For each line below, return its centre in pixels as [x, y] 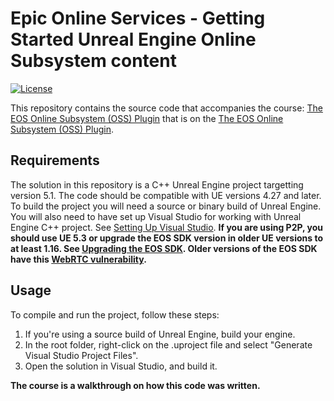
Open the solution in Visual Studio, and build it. [121, 366]
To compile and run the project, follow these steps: [115, 314]
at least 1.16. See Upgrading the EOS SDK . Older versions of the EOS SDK [164, 248]
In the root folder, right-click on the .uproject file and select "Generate [168, 344]
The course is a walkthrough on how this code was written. [135, 385]
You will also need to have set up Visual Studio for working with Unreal [156, 216]
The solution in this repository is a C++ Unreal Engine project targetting [157, 184]
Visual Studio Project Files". [81, 355]
